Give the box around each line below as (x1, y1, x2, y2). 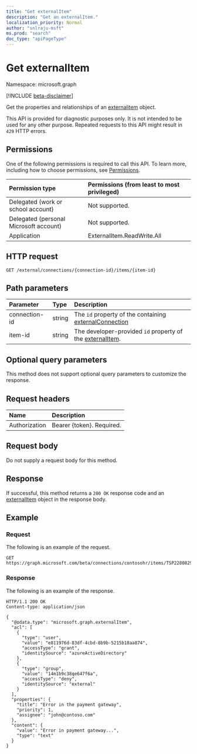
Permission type (9, 184, 56, 192)
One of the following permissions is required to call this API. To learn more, (6, 160, 187, 167)
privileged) (87, 188, 119, 196)
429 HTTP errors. (6, 127, 47, 134)
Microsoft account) (9, 222, 62, 230)
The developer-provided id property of (74, 327, 183, 336)
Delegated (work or (9, 198, 63, 206)
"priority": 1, (16, 707, 54, 713)
